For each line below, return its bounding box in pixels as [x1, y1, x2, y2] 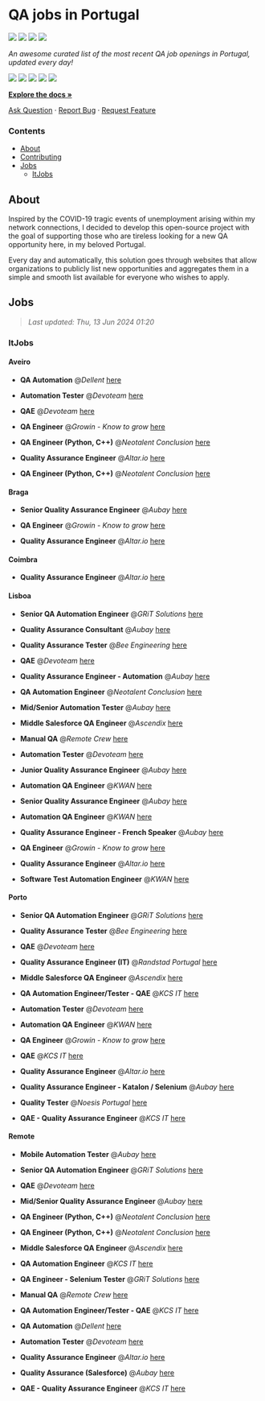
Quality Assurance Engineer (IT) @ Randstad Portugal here [19, 957, 218, 967]
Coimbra [8, 554, 38, 564]
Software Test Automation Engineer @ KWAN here [19, 874, 190, 883]
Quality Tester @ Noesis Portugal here [19, 1097, 148, 1107]
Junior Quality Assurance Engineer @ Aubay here [19, 765, 187, 775]
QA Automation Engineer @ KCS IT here [19, 1258, 153, 1268]
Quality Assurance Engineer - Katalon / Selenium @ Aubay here [19, 1081, 234, 1092]
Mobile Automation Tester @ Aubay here [19, 1150, 157, 1159]
